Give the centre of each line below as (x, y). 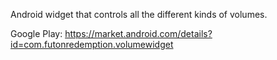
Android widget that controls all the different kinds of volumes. (139, 14)
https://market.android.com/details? (138, 33)
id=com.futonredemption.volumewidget (92, 44)
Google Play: (36, 33)
